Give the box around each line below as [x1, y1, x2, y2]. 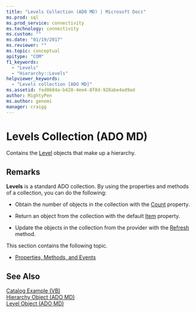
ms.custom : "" [6, 31, 42, 37]
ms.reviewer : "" [6, 43, 47, 49]
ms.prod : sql [6, 14, 39, 20]
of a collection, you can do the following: [6, 189, 107, 196]
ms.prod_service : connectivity [6, 20, 85, 26]
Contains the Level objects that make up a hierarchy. [6, 150, 136, 157]
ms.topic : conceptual [6, 48, 61, 54]
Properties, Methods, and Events [14, 254, 96, 261]
